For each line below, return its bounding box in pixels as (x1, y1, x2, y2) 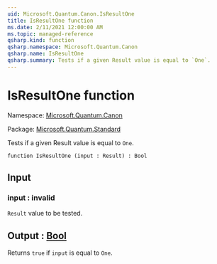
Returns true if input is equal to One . (7, 248, 113, 257)
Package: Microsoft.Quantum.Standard (7, 125, 121, 133)
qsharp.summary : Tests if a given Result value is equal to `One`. (7, 57, 211, 64)
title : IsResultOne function (7, 17, 94, 24)
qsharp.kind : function (7, 37, 74, 44)
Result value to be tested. (7, 209, 83, 218)
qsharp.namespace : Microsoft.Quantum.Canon (7, 43, 138, 51)
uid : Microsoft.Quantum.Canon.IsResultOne (7, 10, 135, 18)
